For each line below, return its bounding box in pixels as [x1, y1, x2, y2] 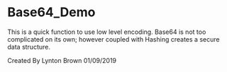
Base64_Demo [7, 4, 96, 20]
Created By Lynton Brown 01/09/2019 [7, 56, 117, 64]
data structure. [7, 42, 51, 51]
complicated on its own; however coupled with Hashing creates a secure [7, 35, 220, 43]
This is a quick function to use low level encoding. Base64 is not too [7, 28, 206, 36]
